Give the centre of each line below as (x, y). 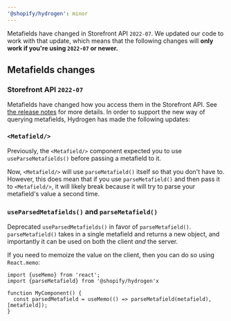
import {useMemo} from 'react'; (54, 275)
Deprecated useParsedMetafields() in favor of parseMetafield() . (99, 227)
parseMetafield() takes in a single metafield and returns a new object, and (113, 234)
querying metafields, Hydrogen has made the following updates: (99, 119)
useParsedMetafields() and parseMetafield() (82, 211)
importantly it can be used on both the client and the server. (93, 241)
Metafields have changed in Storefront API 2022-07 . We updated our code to (115, 33)
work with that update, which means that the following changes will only (110, 41)
